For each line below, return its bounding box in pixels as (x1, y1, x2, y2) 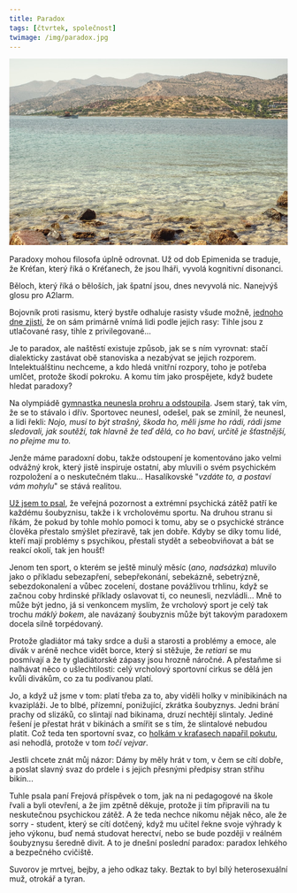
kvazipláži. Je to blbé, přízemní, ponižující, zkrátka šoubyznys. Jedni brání (9, 699, 280, 710)
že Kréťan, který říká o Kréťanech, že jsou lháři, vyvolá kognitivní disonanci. (9, 263, 284, 273)
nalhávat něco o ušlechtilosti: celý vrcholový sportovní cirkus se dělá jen (9, 664, 273, 674)
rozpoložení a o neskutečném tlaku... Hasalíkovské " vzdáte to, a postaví (9, 471, 271, 481)
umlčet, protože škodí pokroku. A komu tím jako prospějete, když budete (9, 371, 273, 381)
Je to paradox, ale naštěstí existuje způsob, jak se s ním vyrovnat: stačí (9, 343, 268, 353)
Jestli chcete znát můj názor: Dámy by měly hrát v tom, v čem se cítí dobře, (9, 754, 284, 765)
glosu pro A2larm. (9, 289, 75, 300)
